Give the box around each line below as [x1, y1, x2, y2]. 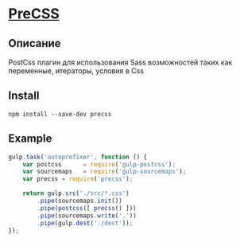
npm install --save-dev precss [8, 110, 112, 118]
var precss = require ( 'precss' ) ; [22, 175, 134, 183]
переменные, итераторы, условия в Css [8, 66, 145, 76]
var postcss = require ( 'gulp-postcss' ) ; [22, 160, 176, 168]
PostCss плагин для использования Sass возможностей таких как [8, 57, 233, 67]
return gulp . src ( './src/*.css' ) [22, 189, 130, 197]
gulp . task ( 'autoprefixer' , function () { [8, 153, 148, 161]
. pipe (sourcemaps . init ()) [37, 197, 123, 205]
